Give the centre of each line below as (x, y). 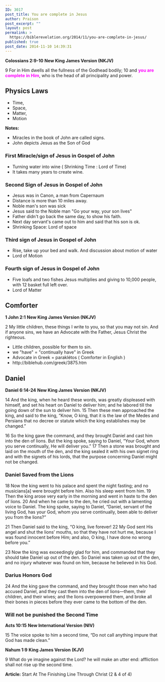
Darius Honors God (28, 575)
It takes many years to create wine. (48, 172)
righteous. (16, 337)
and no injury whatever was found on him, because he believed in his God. (81, 562)
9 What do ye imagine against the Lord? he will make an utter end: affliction (82, 659)
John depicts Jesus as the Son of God (51, 143)
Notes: (12, 128)
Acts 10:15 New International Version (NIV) (50, 626)
